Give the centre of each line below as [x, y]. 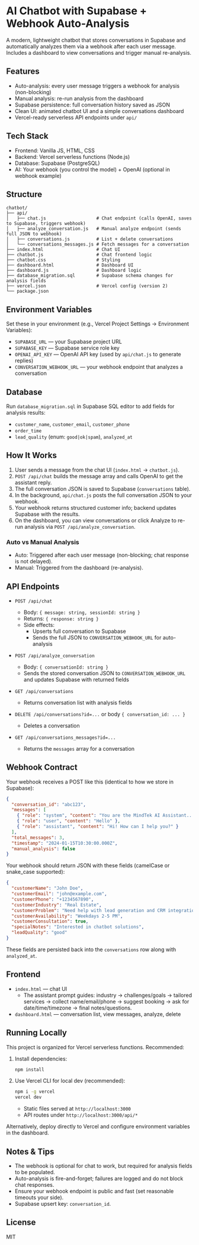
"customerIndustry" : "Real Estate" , [57, 905]
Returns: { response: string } [61, 618]
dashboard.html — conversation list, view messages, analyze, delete [98, 1014]
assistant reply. [33, 482]
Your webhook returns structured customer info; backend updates [95, 507]
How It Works [32, 455]
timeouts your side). [39, 1197]
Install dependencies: [41, 1059]
